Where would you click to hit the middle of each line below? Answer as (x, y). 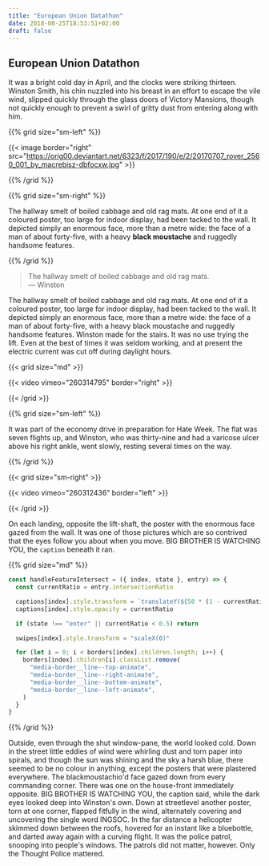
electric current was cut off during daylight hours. (90, 352)
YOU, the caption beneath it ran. (61, 549)
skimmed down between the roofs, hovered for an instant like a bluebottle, (131, 828)
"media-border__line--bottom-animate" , (96, 682)
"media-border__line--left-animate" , (92, 690)
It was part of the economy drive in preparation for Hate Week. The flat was (133, 429)
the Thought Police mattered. (56, 854)
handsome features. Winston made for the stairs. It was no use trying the (129, 334)
